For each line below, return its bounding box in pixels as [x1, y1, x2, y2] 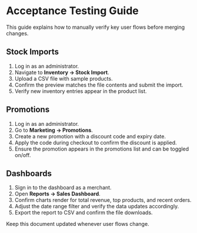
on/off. [14, 151, 31, 158]
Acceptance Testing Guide [6, 4, 139, 18]
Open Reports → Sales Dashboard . [14, 190, 101, 198]
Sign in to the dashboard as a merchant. [14, 184, 112, 191]
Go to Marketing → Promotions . [14, 127, 93, 134]
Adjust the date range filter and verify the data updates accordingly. [14, 203, 179, 210]
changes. [6, 29, 29, 36]
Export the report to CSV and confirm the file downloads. [14, 209, 153, 216]
